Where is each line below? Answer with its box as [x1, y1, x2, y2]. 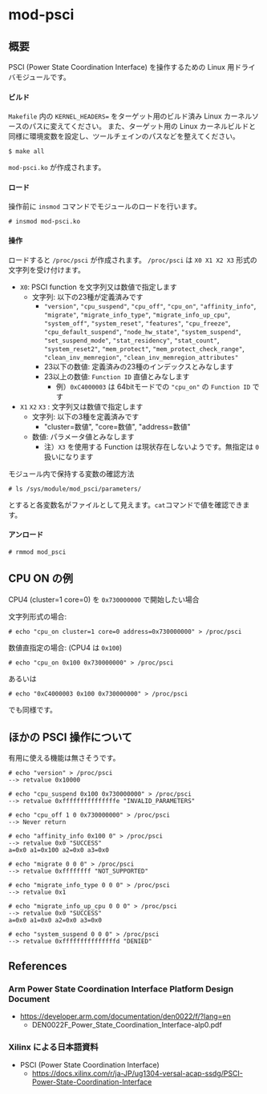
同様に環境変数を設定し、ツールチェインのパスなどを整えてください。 [8, 131, 240, 141]
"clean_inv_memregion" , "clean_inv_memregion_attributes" [43, 352, 239, 361]
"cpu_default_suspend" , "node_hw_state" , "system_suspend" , [43, 326, 241, 336]
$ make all [8, 147, 45, 155]
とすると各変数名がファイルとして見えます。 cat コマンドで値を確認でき [8, 499, 243, 510]
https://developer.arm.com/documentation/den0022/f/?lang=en [19, 1011, 231, 1021]
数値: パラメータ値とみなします [31, 431, 135, 442]
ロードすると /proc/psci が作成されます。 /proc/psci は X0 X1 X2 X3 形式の [8, 255, 258, 264]
